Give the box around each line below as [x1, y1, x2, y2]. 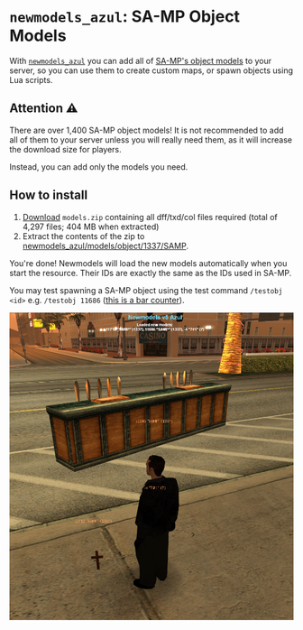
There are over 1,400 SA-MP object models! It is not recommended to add [9, 125, 284, 135]
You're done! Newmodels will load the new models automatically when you [9, 257, 288, 268]
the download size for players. [9, 144, 122, 154]
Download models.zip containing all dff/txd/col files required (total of [22, 211, 278, 222]
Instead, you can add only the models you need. [9, 161, 188, 172]
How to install [9, 188, 88, 203]
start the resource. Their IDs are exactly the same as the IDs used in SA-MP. [9, 267, 292, 278]
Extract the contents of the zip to [22, 230, 145, 241]
